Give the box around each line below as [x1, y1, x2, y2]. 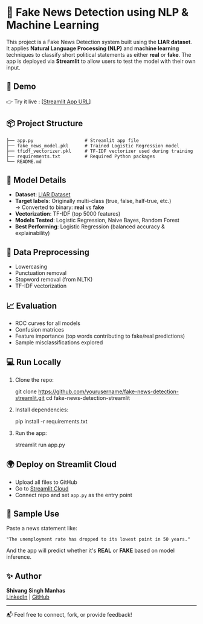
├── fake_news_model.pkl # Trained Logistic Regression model [6, 143, 180, 149]
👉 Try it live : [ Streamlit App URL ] [6, 98, 91, 105]
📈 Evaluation [6, 300, 57, 310]
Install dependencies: [14, 406, 69, 413]
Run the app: [14, 429, 47, 437]
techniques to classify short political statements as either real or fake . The [6, 51, 192, 58]
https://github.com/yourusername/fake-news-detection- [38, 388, 179, 395]
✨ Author [6, 571, 42, 581]
